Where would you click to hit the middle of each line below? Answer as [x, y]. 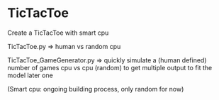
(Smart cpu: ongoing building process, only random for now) [96, 89]
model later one [30, 75]
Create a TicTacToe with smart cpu [58, 33]
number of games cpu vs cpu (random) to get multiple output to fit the [110, 67]
